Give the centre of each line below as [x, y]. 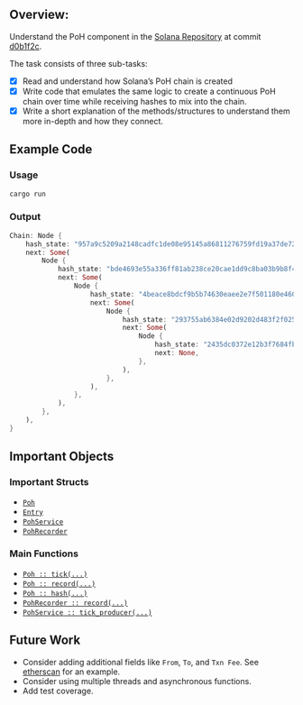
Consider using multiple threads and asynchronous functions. [137, 681]
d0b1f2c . [26, 46]
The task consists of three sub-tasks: [78, 63]
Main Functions [44, 554]
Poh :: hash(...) [55, 593]
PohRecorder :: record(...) [75, 603]
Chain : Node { [36, 235]
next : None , [177, 353]
